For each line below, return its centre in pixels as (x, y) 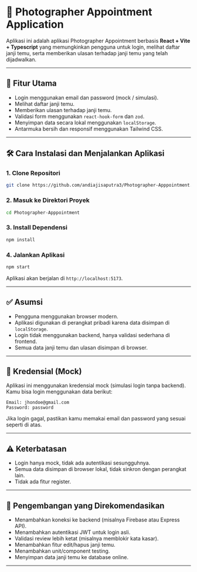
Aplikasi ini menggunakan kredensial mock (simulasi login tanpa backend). (96, 386)
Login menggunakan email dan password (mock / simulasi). (86, 97)
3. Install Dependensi (37, 227)
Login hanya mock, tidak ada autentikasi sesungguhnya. (82, 463)
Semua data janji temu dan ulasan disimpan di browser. (81, 347)
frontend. (26, 341)
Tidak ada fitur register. (43, 482)
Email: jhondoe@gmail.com (38, 403)
